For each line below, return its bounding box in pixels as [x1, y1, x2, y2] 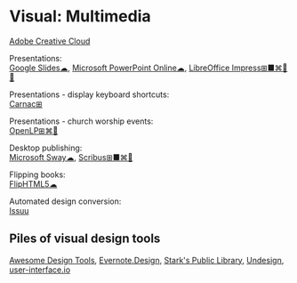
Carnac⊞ [9, 98, 43, 109]
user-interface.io [9, 264, 71, 275]
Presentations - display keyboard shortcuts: [9, 89, 170, 100]
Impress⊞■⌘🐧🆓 [231, 62, 288, 73]
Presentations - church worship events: [9, 116, 154, 126]
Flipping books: [9, 169, 66, 180]
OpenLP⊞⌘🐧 [9, 125, 59, 135]
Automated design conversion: [9, 196, 122, 206]
